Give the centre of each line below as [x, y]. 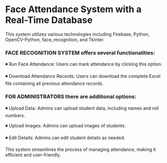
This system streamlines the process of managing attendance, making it [80, 149]
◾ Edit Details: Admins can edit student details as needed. [65, 138]
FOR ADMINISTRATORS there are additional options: [71, 96]
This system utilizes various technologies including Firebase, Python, [77, 34]
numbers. [15, 115]
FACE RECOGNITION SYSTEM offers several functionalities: [80, 53]
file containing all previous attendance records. [55, 84]
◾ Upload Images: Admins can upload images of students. [65, 125]
